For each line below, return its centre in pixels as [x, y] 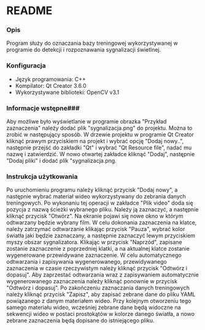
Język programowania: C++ [50, 79]
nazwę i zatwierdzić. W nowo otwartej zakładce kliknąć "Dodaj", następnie [101, 154]
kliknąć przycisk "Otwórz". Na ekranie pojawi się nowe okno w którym [95, 216]
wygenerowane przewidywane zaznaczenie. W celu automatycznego [94, 255]
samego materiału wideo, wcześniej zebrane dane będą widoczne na [94, 307]
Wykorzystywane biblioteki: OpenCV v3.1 [67, 92]
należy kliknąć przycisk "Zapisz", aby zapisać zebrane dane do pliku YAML [101, 294]
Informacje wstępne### [43, 108]
